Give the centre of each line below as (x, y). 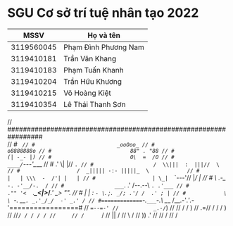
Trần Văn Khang (90, 58)
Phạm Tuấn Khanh (94, 70)
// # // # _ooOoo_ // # (81, 144)
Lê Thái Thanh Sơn (94, 104)
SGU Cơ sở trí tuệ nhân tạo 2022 (103, 13)
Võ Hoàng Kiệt (87, 93)
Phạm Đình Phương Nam (103, 47)
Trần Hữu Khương (92, 81)
